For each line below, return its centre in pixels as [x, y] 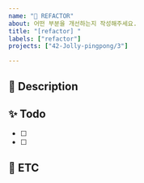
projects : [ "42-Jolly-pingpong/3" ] [68, 46]
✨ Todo [27, 113]
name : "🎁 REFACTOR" [41, 16]
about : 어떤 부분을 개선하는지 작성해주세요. [73, 24]
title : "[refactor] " [45, 31]
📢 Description [43, 86]
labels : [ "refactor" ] [45, 39]
